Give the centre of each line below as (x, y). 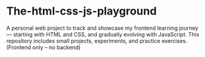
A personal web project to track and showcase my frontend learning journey (102, 28)
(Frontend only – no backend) (43, 47)
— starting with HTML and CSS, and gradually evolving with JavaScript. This (103, 34)
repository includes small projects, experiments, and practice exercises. (97, 41)
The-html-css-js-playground (82, 11)
